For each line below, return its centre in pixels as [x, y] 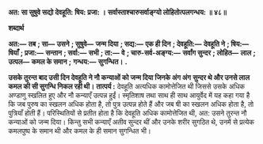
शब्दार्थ [16, 28]
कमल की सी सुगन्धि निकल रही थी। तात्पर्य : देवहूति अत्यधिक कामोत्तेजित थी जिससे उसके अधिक [127, 86]
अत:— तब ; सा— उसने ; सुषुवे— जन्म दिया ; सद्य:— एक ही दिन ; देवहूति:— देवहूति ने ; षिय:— [129, 44]
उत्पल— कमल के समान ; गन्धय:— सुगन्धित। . [68, 62]
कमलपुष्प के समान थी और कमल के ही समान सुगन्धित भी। [80, 131]
